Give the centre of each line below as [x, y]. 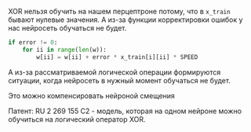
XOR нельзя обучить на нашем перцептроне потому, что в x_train [119, 11]
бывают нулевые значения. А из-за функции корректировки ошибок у [125, 20]
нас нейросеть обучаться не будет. [67, 28]
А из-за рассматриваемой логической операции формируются [115, 72]
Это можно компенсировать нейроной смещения [91, 95]
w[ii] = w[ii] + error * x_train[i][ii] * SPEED [117, 57]
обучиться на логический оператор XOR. [77, 119]
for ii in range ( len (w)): [65, 49]
